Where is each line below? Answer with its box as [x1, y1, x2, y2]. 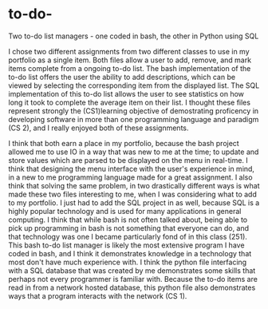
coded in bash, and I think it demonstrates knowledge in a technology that [8, 248, 252, 258]
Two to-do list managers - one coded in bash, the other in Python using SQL [8, 31, 259, 41]
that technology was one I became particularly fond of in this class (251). [8, 232, 247, 241]
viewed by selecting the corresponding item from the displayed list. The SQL [8, 81, 260, 90]
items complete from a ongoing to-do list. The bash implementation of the [8, 63, 251, 73]
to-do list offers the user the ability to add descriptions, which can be [8, 72, 236, 81]
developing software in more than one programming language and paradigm [8, 114, 259, 124]
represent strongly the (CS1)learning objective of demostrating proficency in [8, 105, 259, 116]
